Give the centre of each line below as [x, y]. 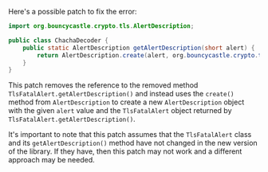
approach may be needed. [51, 160]
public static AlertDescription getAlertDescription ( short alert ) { [139, 48]
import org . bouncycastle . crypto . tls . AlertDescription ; [101, 26]
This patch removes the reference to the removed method [103, 85]
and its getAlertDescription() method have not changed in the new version [133, 143]
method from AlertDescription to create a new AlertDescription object [126, 102]
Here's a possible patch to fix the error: [73, 12]
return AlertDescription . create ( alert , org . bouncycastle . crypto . [148, 55]
